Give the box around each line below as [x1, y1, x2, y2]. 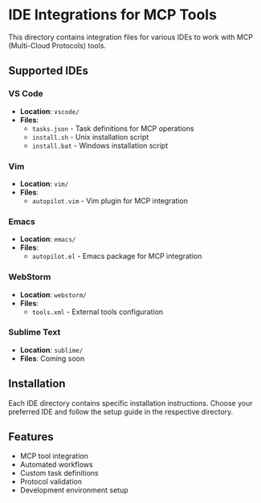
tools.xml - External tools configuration [31, 307, 164, 317]
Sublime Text [8, 327, 61, 338]
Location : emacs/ [19, 235, 76, 244]
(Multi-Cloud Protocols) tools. [8, 40, 107, 50]
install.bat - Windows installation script [31, 141, 169, 150]
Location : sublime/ [19, 345, 84, 354]
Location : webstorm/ [19, 289, 87, 299]
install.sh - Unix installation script [31, 132, 149, 141]
